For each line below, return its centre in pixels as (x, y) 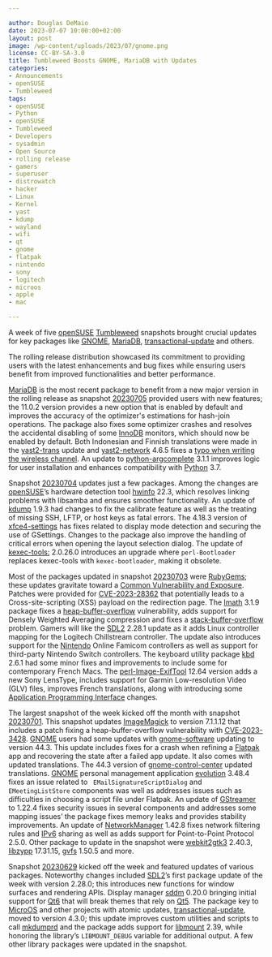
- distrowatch (32, 182)
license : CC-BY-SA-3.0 (47, 54)
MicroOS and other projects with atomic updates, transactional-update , (127, 910)
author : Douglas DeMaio (49, 23)
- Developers (30, 136)
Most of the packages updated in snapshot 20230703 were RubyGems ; (128, 576)
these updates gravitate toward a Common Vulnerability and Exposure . (126, 585)
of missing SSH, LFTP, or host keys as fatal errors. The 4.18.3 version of (128, 517)
